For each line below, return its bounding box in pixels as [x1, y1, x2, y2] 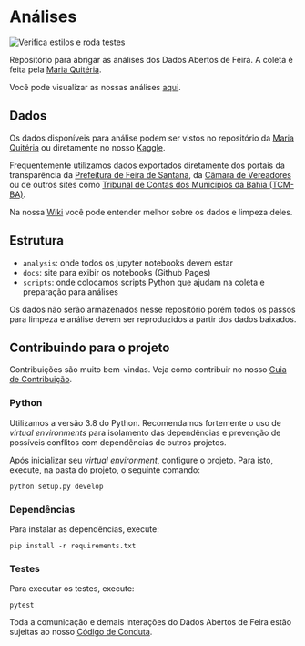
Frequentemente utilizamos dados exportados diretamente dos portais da [9, 160, 285, 171]
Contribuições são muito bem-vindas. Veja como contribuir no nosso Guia [9, 364, 287, 375]
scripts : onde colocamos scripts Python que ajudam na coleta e [22, 276, 266, 287]
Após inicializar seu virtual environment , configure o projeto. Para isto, [9, 454, 273, 465]
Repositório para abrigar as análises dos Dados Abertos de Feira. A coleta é [9, 54, 293, 65]
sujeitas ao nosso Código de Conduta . [9, 627, 153, 638]
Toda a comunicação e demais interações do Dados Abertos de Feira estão [9, 617, 292, 628]
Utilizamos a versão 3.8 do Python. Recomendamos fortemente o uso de [9, 417, 282, 428]
